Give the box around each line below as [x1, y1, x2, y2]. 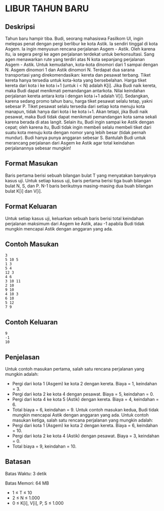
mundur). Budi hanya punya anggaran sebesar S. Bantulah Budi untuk [5, 135, 146, 141]
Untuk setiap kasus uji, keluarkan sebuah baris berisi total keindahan [5, 215, 144, 221]
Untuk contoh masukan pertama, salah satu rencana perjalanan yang [5, 366, 145, 372]
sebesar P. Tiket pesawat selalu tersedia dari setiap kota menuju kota [5, 104, 145, 109]
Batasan [5, 457, 31, 466]
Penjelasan [5, 353, 40, 361]
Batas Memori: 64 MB [5, 480, 49, 486]
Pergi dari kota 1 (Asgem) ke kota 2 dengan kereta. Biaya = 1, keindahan [12, 381, 157, 387]
